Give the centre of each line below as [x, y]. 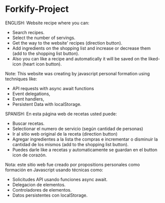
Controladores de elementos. [42, 190]
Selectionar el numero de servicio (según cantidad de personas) [78, 128]
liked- [154, 58]
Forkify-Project [37, 9]
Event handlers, [28, 99]
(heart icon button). [42, 64]
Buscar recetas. [28, 123]
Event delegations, [31, 94]
